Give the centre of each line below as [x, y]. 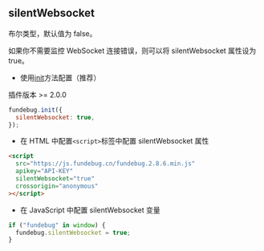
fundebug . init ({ [35, 110]
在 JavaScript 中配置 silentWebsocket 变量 [90, 210]
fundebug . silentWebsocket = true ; [73, 233]
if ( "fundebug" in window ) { [57, 225]
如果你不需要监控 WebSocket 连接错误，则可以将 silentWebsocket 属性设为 [132, 51]
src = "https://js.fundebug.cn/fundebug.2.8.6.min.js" [106, 164]
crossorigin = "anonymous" [57, 186]
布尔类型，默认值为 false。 [53, 33]
